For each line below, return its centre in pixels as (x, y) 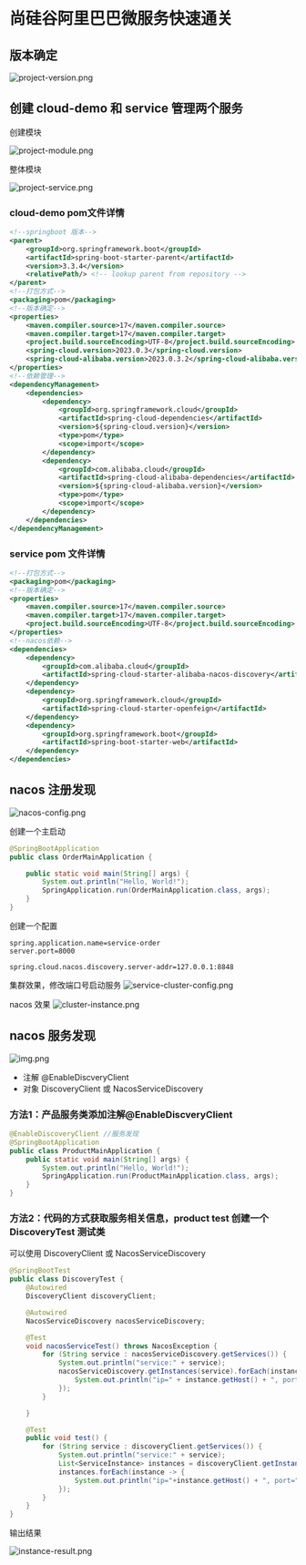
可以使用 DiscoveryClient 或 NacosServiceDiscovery (108, 1253)
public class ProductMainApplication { (85, 1151)
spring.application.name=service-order (85, 943)
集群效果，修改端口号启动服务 (65, 985)
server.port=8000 (42, 951)
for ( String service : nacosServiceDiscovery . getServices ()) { (164, 1355)
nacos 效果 (30, 1004)
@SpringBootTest (40, 1271)
